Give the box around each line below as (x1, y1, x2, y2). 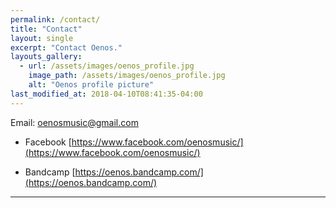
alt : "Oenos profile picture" (28, 80, 155, 90)
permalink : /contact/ (10, 14, 101, 25)
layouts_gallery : (10, 52, 83, 62)
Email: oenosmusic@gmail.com (10, 116, 139, 128)
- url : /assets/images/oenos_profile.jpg (19, 61, 195, 71)
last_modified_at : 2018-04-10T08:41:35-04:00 (10, 89, 203, 99)
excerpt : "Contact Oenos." (10, 42, 123, 53)
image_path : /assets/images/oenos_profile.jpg (28, 71, 226, 81)
